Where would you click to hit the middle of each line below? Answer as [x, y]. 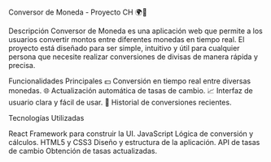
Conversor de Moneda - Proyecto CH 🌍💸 [78, 12]
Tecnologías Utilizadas [46, 118]
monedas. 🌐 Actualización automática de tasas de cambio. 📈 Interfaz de [131, 91]
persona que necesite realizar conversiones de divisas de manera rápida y [133, 57]
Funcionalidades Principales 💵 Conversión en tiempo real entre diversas [130, 81]
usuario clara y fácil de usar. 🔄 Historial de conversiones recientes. [120, 102]
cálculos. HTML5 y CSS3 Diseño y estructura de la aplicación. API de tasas [134, 142]
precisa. [22, 65]
